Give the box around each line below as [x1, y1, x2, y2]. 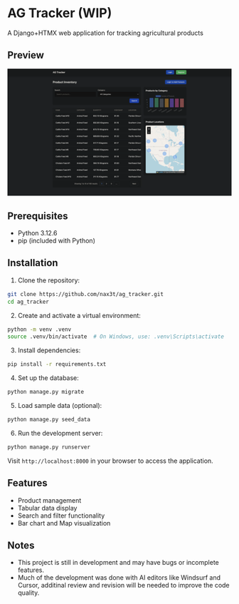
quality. [17, 588, 40, 597]
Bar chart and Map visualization [17, 518, 111, 527]
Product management [17, 496, 82, 504]
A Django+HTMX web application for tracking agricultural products [7, 29, 204, 37]
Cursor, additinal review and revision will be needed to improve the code [17, 581, 230, 590]
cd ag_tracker [7, 298, 50, 305]
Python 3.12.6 [17, 229, 58, 237]
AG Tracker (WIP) [7, 5, 112, 21]
